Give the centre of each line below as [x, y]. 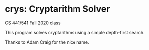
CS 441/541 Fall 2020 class [33, 23]
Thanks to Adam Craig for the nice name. [47, 42]
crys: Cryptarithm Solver [58, 9]
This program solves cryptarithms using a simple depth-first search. [75, 32]
